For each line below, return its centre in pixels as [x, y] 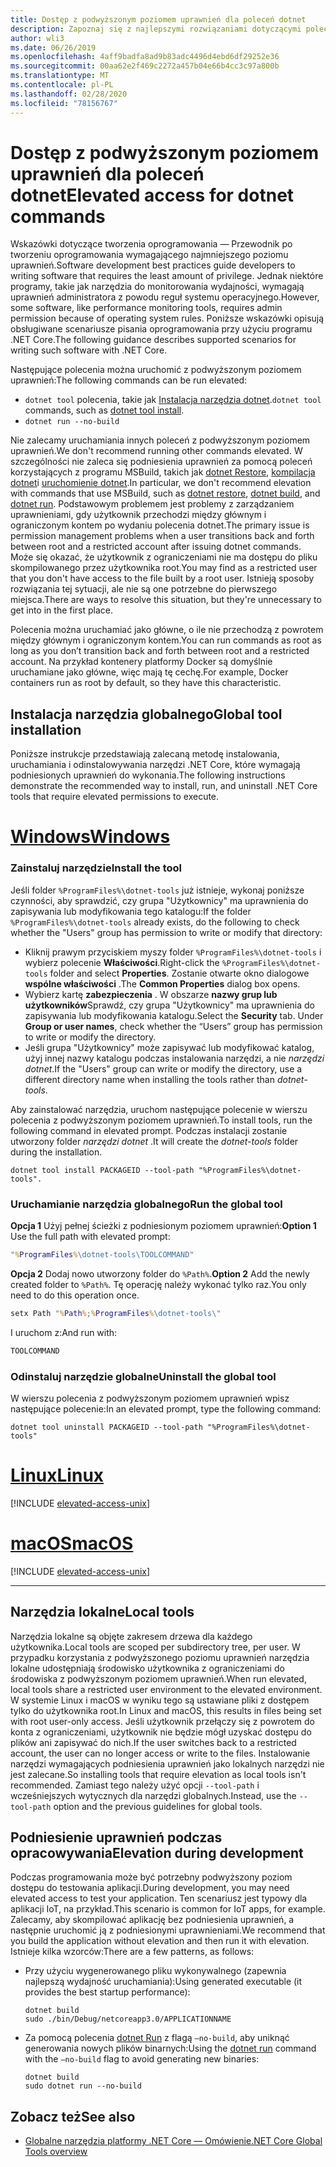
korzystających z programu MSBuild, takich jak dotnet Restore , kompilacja [163, 472]
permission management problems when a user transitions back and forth [162, 536]
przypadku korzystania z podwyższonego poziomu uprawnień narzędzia [160, 1657]
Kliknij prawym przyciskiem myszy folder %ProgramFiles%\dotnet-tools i [173, 952]
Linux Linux [57, 1475]
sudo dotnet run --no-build [83, 2086]
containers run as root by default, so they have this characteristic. [146, 683]
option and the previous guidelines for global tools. [158, 1806]
